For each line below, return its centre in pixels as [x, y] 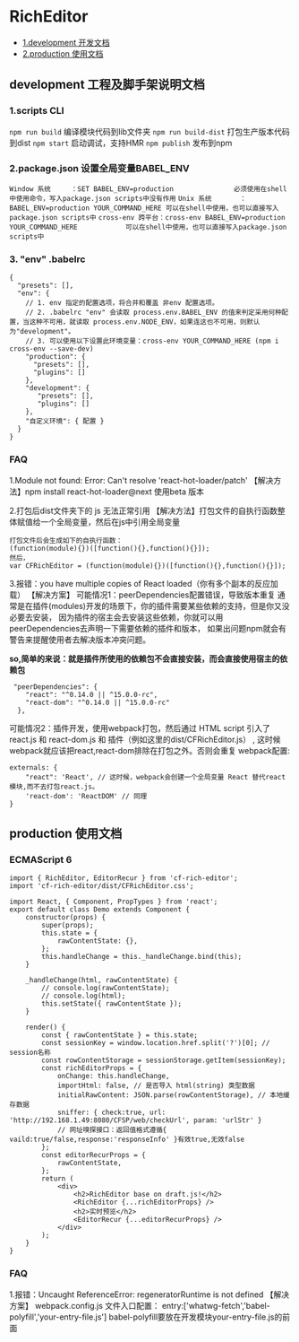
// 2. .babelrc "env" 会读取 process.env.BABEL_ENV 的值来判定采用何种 [154, 313]
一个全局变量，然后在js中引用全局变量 [110, 521]
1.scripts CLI [37, 111]
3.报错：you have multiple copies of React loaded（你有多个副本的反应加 [144, 583]
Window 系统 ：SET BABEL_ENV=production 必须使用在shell [149, 189]
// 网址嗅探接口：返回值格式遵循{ [112, 1130]
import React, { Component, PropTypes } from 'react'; [114, 902]
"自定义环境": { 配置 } [65, 422]
